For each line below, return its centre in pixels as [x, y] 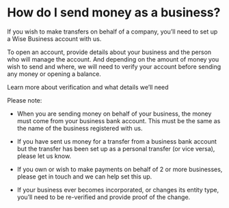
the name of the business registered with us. [80, 128]
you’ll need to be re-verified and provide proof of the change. [104, 197]
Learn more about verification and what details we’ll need [88, 87]
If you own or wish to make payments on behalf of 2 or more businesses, [120, 169]
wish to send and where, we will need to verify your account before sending [114, 66]
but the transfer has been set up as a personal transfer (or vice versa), [116, 148]
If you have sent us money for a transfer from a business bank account [117, 141]
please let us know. [44, 156]
